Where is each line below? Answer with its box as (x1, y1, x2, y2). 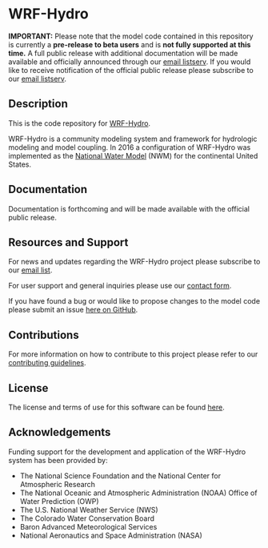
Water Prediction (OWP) (19, 496, 99, 506)
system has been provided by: (8, 455, 108, 465)
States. (8, 159, 32, 169)
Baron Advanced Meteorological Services (19, 522, 158, 531)
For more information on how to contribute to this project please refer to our (8, 349, 258, 359)
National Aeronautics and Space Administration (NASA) (19, 530, 202, 540)
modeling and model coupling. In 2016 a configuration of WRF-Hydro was (8, 142, 251, 152)
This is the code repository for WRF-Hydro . (8, 118, 150, 128)
